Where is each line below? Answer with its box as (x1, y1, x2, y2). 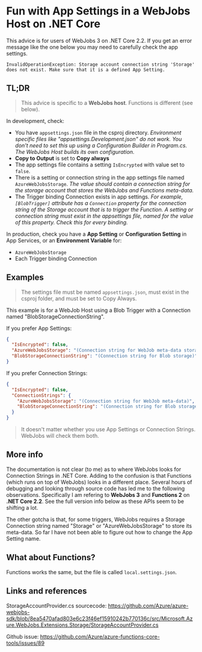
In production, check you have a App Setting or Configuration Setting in (6, 230, 187, 238)
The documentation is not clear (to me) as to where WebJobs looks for (6, 466, 182, 473)
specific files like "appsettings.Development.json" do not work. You (14, 135, 182, 142)
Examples (6, 273, 44, 283)
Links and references (6, 586, 87, 597)
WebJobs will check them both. (20, 432, 99, 440)
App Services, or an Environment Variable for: (6, 236, 122, 244)
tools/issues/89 (6, 639, 45, 647)
